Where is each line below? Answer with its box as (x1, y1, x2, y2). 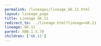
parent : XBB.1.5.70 (4, 29, 44, 34)
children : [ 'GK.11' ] (4, 34, 47, 39)
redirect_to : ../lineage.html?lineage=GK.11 (4, 20, 97, 25)
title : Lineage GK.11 (4, 16, 49, 21)
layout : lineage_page (4, 11, 49, 16)
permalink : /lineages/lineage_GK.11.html (4, 7, 90, 12)
